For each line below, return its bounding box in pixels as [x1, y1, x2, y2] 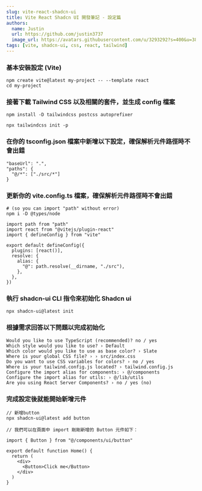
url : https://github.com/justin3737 [11, 31, 103, 37]
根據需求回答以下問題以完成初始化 [6, 324, 105, 332]
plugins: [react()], [11, 248, 63, 254]
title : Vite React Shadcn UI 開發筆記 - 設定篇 [6, 14, 121, 20]
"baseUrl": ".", [6, 160, 47, 166]
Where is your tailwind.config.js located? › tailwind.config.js [6, 364, 173, 370]
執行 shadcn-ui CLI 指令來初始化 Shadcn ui [6, 294, 132, 302]
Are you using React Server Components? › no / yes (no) [6, 380, 152, 386]
